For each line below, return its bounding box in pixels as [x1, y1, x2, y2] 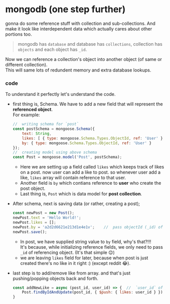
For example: [12, 112, 40, 118]
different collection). [5, 61, 48, 67]
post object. [20, 185, 46, 191]
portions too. [5, 31, 32, 37]
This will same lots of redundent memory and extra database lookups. [5, 67, 151, 73]
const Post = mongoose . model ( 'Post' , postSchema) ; [12, 155, 122, 160]
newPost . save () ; [12, 229, 47, 234]
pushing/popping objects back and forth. [12, 275, 98, 281]
